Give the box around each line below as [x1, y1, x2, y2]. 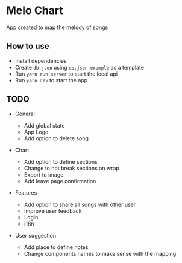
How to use [6, 41, 49, 51]
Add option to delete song [24, 134, 89, 142]
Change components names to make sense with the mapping [24, 250, 177, 257]
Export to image [24, 170, 64, 178]
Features [14, 189, 37, 196]
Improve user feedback [24, 207, 83, 215]
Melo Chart [6, 4, 63, 18]
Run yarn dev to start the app [14, 76, 88, 83]
